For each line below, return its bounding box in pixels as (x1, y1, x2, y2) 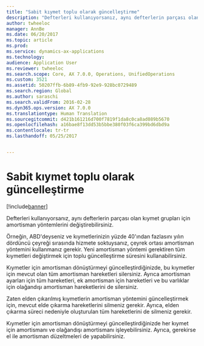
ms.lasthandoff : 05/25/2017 (6, 133, 78, 140)
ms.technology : (6, 54, 45, 60)
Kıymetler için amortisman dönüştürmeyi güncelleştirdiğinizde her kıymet (6, 319, 189, 327)
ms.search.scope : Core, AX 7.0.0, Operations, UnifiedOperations (6, 71, 175, 77)
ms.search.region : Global (6, 88, 72, 94)
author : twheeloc (6, 20, 50, 26)
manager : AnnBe (6, 25, 45, 32)
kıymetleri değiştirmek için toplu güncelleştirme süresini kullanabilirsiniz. (6, 252, 187, 259)
